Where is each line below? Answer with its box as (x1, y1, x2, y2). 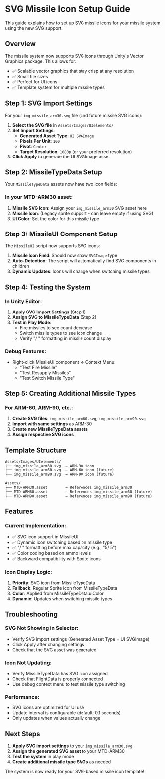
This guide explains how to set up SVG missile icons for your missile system (5, 20, 161, 26)
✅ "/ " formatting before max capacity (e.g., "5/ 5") (12, 545, 117, 550)
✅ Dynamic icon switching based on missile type (12, 539, 113, 545)
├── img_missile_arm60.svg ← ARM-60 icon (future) (5, 467, 114, 472)
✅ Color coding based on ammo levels (12, 550, 91, 556)
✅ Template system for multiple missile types (12, 84, 105, 90)
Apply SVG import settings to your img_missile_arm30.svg (12, 743, 133, 749)
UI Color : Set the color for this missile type (12, 215, 100, 222)
